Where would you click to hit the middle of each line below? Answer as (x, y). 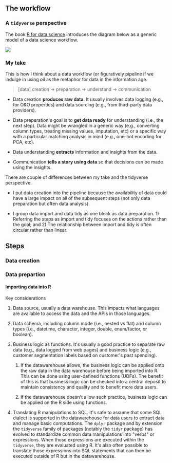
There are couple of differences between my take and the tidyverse (77, 177)
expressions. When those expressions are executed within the (78, 440)
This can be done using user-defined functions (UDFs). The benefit (92, 376)
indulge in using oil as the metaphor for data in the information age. (77, 79)
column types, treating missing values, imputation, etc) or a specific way (89, 131)
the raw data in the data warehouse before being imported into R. (90, 371)
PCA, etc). (23, 142)
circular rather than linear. (40, 230)
